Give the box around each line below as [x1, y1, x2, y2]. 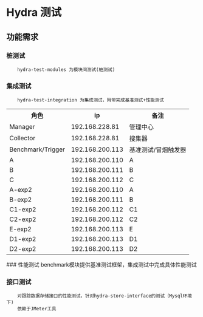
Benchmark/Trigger [9, 145, 66, 154]
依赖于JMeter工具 [17, 306, 57, 312]
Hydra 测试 [6, 5, 62, 19]
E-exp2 [9, 225, 32, 234]
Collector [9, 134, 36, 143]
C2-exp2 [9, 215, 36, 223]
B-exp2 [9, 196, 32, 204]
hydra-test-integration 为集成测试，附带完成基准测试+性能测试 [17, 97, 164, 103]
